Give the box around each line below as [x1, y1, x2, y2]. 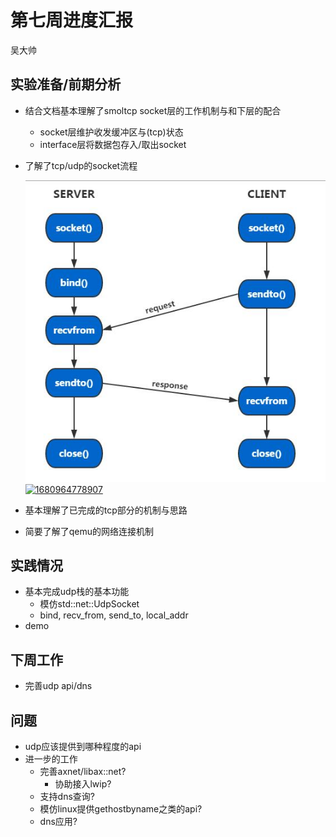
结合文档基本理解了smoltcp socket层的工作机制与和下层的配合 [24, 104, 282, 116]
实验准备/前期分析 [10, 76, 122, 93]
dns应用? [39, 816, 78, 828]
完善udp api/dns [24, 680, 93, 692]
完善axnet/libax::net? [39, 766, 127, 778]
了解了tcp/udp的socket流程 [24, 159, 138, 171]
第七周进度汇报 [10, 9, 134, 32]
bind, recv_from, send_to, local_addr [39, 609, 189, 621]
